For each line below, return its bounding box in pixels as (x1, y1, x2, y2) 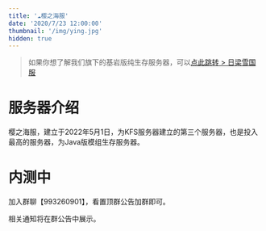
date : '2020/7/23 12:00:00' (8, 19, 103, 27)
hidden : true (8, 34, 52, 43)
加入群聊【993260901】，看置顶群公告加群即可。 (8, 197, 171, 207)
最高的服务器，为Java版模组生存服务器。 (8, 137, 145, 147)
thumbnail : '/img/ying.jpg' (8, 27, 103, 35)
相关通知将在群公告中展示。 (8, 214, 101, 224)
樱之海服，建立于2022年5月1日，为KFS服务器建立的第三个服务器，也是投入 (8, 127, 259, 137)
